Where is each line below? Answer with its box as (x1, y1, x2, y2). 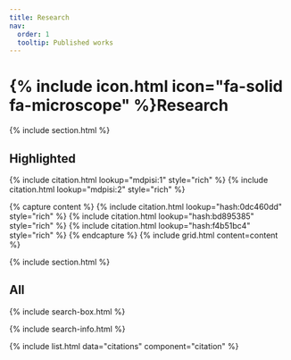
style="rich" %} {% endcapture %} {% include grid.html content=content (9, 230, 279, 240)
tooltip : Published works (17, 38, 114, 47)
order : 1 (17, 29, 50, 38)
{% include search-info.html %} (9, 323, 126, 334)
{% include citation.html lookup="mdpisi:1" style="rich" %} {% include (9, 175, 269, 185)
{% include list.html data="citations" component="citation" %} (9, 340, 239, 351)
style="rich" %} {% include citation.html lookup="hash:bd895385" (9, 211, 254, 222)
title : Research (9, 13, 70, 22)
